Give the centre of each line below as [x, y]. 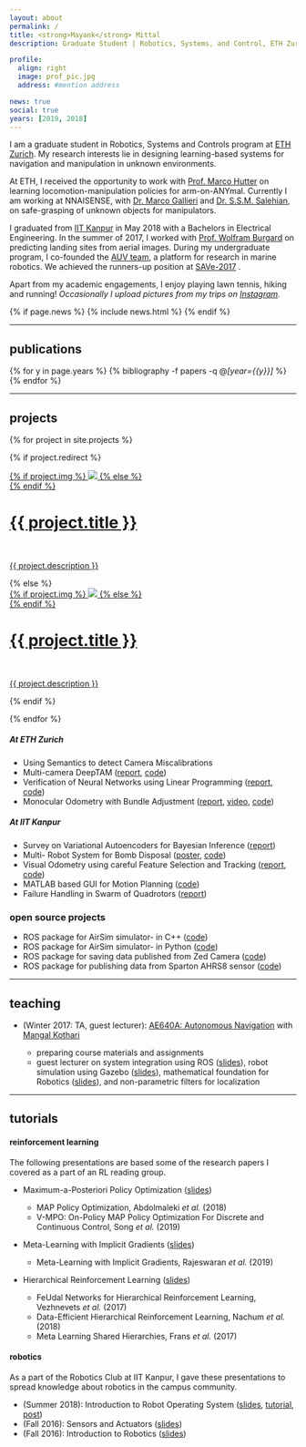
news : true [30, 101]
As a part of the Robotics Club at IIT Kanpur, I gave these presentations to [148, 1377]
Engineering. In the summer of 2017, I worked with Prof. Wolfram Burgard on [152, 238]
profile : [26, 60]
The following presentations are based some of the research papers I [139, 1162]
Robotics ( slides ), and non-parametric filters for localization [148, 1082]
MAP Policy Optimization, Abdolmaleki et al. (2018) [132, 1207]
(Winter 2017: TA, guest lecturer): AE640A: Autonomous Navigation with [158, 1025]
